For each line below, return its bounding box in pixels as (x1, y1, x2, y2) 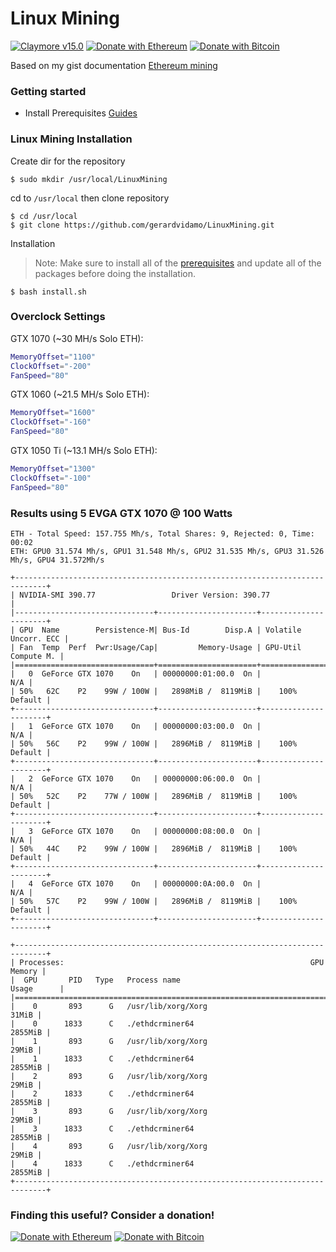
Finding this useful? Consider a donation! (10, 1208, 215, 1222)
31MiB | (10, 1010, 43, 1020)
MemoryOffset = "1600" (10, 408, 97, 418)
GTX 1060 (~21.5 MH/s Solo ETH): (10, 388, 150, 401)
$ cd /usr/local (10, 211, 78, 221)
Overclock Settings (10, 310, 106, 324)
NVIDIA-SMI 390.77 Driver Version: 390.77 (19, 590, 271, 600)
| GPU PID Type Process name (10, 975, 182, 985)
